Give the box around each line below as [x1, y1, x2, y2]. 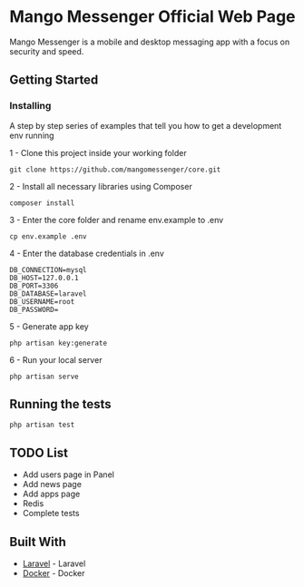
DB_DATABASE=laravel [9, 289, 88, 298]
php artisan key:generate [9, 338, 107, 347]
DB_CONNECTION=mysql [9, 265, 88, 274]
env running [9, 130, 54, 141]
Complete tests [22, 508, 80, 519]
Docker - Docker [22, 568, 85, 579]
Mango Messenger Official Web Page [9, 6, 296, 27]
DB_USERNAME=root [9, 297, 75, 306]
